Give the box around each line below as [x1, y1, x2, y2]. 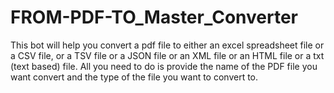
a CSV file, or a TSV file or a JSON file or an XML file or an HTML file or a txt [10, 49, 325, 61]
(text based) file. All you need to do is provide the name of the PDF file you [10, 60, 318, 72]
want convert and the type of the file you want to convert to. [10, 71, 259, 83]
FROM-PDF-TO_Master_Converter [10, 6, 298, 29]
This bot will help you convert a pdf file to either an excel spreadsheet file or [10, 39, 325, 51]
